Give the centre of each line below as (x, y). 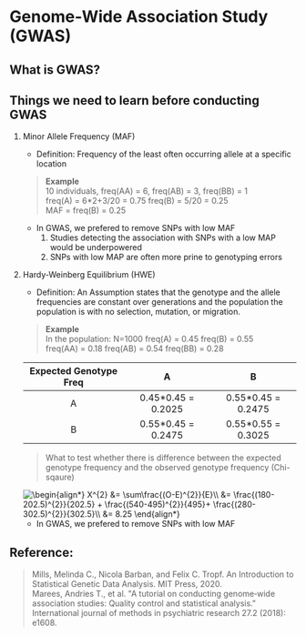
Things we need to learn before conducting (134, 101)
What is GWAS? (55, 70)
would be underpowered (96, 247)
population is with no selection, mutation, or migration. (138, 312)
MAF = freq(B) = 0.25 (86, 210)
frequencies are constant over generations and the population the (160, 302)
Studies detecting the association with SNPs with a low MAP (163, 237)
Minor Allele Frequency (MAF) (79, 136)
